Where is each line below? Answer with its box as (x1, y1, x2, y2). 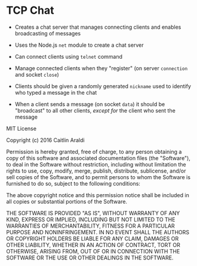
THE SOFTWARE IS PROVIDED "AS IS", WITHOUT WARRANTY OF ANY (6, 209, 180, 216)
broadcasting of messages (14, 29, 81, 37)
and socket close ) (14, 71, 60, 78)
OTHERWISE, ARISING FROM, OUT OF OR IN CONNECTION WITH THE (6, 247, 180, 255)
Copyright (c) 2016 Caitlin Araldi (6, 136, 85, 144)
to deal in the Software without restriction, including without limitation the (6, 161, 186, 168)
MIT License (6, 125, 37, 132)
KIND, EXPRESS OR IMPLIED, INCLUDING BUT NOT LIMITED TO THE (6, 216, 176, 223)
